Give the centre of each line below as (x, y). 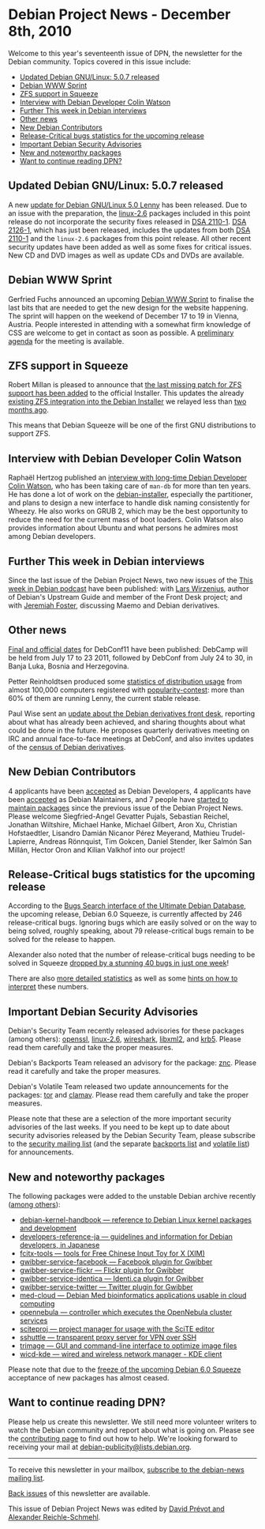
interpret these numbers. (49, 987)
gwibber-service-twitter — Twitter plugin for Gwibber (106, 1287)
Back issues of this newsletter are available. (79, 1493)
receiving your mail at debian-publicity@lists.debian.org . (100, 1447)
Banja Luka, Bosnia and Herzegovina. (69, 666)
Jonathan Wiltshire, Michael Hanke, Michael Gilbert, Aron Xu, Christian (123, 824)
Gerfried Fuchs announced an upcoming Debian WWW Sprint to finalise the (131, 299)
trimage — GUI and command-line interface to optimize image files (128, 1346)
